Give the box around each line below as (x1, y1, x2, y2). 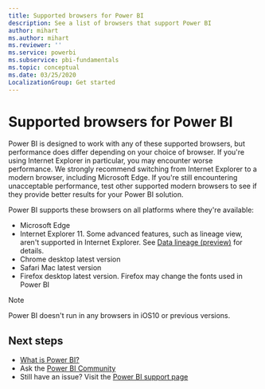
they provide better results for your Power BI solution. (8, 190, 184, 199)
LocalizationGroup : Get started (8, 78, 115, 86)
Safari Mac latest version (19, 263, 102, 273)
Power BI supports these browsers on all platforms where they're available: (8, 205, 255, 215)
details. (19, 246, 45, 256)
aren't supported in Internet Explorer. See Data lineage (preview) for (19, 238, 243, 247)
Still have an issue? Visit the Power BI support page (19, 372, 189, 382)
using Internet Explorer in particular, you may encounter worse (8, 156, 213, 166)
